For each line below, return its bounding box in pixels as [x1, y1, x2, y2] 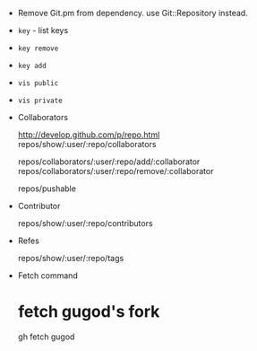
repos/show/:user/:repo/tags [17, 253, 124, 263]
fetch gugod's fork [17, 302, 160, 322]
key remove [17, 44, 59, 53]
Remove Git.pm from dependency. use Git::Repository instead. [17, 8, 248, 18]
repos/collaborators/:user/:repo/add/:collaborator [17, 156, 201, 167]
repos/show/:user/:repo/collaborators [17, 139, 157, 149]
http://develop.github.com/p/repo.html [17, 129, 160, 140]
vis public [17, 79, 59, 88]
